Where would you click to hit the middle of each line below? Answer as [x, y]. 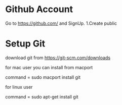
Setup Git [25, 44]
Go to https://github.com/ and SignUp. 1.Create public [61, 23]
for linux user [19, 87]
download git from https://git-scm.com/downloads [58, 58]
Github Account [39, 9]
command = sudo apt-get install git [42, 96]
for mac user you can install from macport [49, 67]
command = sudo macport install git [43, 77]
